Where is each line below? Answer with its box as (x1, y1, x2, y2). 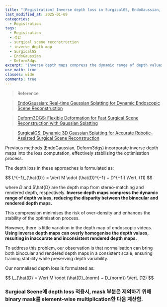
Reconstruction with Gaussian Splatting (17, 120, 98, 126)
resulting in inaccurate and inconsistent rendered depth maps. (5, 235, 137, 241)
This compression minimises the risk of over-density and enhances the (5, 209, 151, 215)
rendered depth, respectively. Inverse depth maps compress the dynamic (5, 190, 158, 196)
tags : (5, 26, 16, 31)
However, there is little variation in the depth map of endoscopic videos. (5, 224, 153, 230)
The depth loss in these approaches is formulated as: (5, 165, 114, 171)
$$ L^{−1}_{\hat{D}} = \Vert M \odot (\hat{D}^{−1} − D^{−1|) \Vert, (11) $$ (5, 175, 153, 181)
